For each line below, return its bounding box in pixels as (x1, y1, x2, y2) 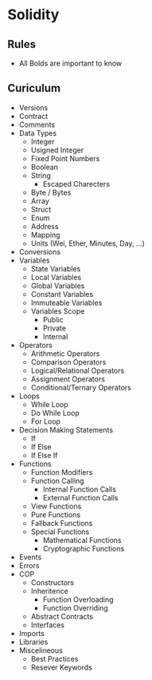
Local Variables (30, 272, 82, 282)
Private (42, 323, 67, 333)
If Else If (30, 450, 58, 460)
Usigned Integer (30, 145, 84, 155)
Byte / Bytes (30, 188, 72, 197)
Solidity (7, 6, 60, 24)
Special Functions (30, 527, 90, 536)
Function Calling (30, 476, 84, 485)
